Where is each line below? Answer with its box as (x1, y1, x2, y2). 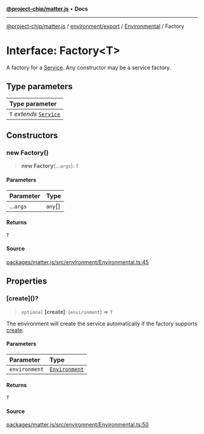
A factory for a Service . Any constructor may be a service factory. (6, 64, 171, 71)
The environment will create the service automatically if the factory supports (6, 320, 198, 327)
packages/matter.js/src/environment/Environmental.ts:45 (6, 259, 149, 266)
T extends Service (9, 109, 61, 118)
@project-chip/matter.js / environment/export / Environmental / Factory (6, 22, 185, 30)
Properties (6, 276, 47, 287)
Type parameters (6, 81, 73, 92)
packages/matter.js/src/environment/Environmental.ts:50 (6, 421, 149, 429)
